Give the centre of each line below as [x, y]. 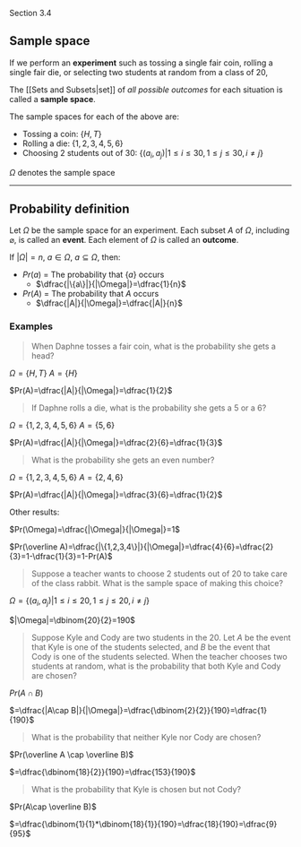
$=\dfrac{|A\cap [39, 710]
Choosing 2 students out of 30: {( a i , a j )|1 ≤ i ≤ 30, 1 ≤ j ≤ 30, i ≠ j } [143, 154]
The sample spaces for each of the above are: [95, 117]
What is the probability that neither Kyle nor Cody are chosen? [146, 737]
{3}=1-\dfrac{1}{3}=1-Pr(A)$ [61, 556]
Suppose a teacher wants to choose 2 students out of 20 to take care [159, 574]
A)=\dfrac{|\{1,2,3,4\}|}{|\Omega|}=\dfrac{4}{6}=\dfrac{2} [167, 547]
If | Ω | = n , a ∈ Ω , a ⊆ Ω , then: [65, 257]
